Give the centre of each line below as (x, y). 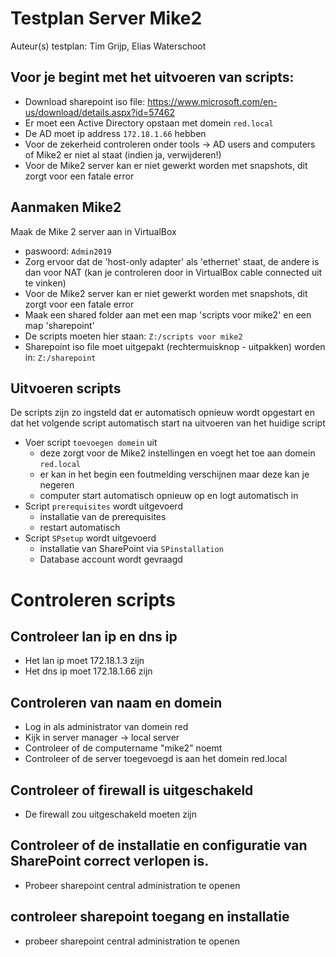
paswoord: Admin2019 (68, 251)
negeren (57, 485)
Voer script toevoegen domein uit (91, 443)
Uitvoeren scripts (66, 388)
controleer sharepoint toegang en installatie (150, 917)
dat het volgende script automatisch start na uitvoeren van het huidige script (168, 423)
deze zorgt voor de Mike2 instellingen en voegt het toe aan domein (177, 453)
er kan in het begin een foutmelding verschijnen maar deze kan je (174, 474)
